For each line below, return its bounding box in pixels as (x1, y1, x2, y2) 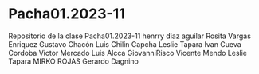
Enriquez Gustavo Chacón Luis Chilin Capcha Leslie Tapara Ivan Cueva (8, 39, 241, 49)
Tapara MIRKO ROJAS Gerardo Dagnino (8, 56, 139, 66)
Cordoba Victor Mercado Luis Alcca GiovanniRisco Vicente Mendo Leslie (8, 48, 247, 57)
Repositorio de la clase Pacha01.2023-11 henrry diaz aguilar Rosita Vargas (8, 31, 251, 41)
